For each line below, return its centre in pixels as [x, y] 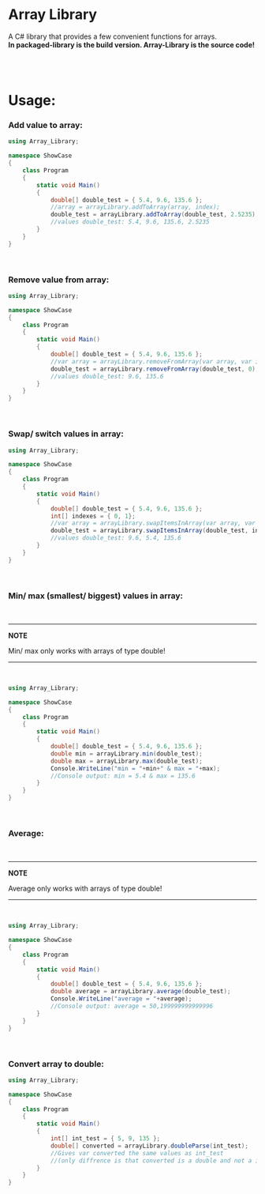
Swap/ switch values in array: [66, 434]
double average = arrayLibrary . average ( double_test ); [140, 992]
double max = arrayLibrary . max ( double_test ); [126, 761]
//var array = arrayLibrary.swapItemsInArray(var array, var [153, 523]
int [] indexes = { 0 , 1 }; [93, 516]
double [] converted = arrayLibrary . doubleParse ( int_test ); [149, 1146]
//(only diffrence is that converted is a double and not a [151, 1160]
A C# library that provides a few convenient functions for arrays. [113, 36]
